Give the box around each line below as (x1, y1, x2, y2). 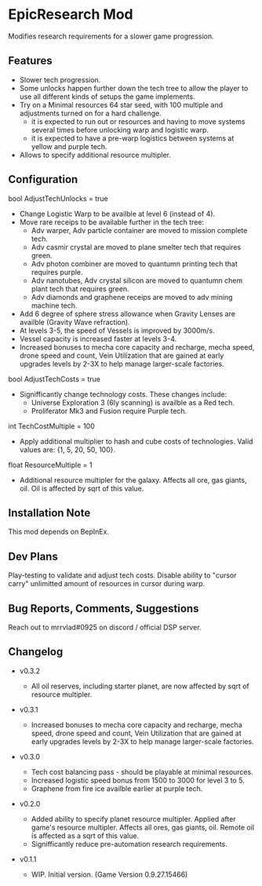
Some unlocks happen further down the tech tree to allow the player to (19, 83, 249, 93)
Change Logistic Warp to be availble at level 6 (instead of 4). (19, 209, 216, 218)
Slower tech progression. (19, 75, 101, 84)
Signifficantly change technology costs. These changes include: (19, 389, 227, 399)
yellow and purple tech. (31, 141, 107, 151)
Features (8, 54, 53, 67)
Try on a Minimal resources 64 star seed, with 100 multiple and (19, 100, 224, 109)
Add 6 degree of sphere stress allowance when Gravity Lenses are (19, 308, 235, 319)
